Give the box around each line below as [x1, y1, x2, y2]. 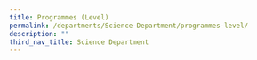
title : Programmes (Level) [9, 12, 109, 22]
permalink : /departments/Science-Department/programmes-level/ [9, 21, 249, 30]
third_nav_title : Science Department [9, 37, 149, 47]
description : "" [9, 29, 69, 38]
